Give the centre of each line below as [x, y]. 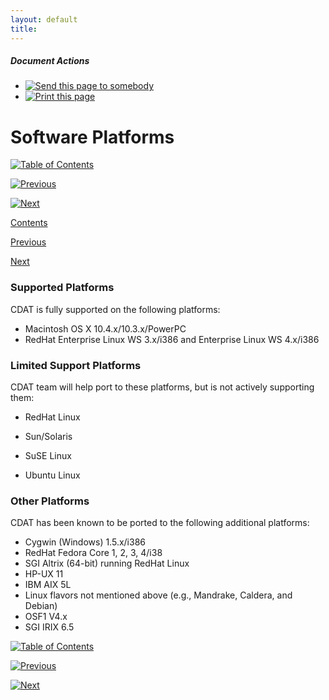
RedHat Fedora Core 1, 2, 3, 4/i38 [93, 553]
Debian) [41, 606]
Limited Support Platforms [76, 365]
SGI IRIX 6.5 [49, 627]
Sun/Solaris [48, 436]
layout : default [44, 19]
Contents [29, 223]
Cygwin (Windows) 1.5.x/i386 [85, 542]
